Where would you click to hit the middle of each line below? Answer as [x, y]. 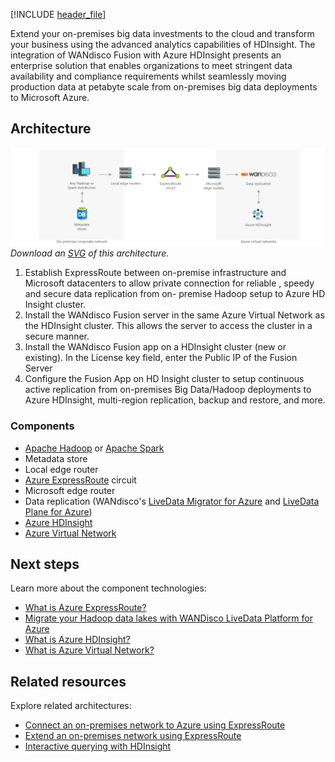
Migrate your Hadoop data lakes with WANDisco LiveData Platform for [168, 618]
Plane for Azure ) [58, 511]
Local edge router [61, 469]
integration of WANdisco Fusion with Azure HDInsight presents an [146, 55]
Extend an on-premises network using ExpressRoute [133, 736]
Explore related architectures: [71, 706]
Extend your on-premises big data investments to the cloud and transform [162, 33]
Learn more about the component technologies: [108, 588]
